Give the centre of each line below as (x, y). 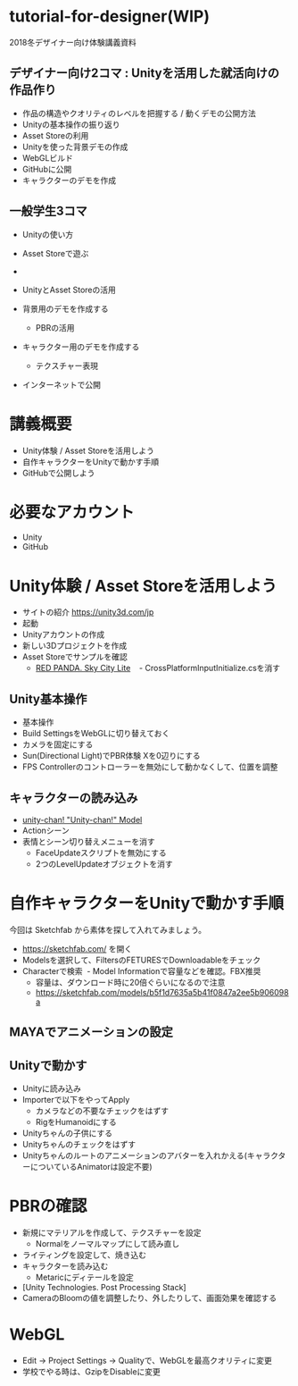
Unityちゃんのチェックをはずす (79, 1145)
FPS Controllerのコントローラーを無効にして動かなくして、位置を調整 (150, 767)
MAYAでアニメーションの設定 (91, 1033)
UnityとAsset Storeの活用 (69, 290)
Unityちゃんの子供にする (67, 1133)
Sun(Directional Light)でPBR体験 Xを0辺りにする (111, 756)
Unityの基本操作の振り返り (71, 124)
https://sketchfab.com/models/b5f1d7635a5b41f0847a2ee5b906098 (162, 992)
